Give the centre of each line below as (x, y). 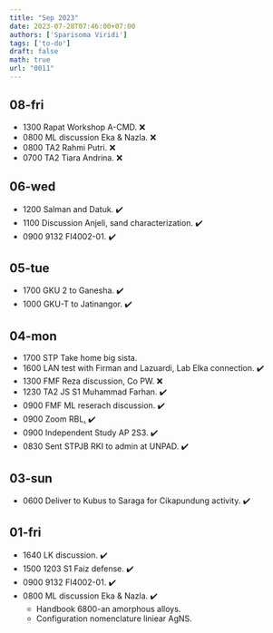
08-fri (27, 105)
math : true (30, 60)
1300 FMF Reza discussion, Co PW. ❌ (93, 381)
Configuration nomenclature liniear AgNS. (114, 618)
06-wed (33, 187)
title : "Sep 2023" (44, 18)
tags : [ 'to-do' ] (40, 43)
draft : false (34, 52)
